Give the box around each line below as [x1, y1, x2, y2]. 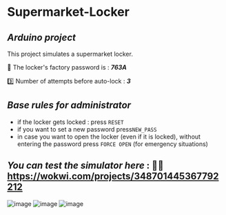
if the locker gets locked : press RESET [17, 118, 124, 126]
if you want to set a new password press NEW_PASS [17, 125, 157, 133]
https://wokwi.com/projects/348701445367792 [7, 170, 219, 183]
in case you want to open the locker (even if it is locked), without [17, 132, 201, 141]
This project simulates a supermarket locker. [7, 50, 133, 58]
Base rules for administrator [7, 99, 132, 111]
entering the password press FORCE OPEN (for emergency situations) [17, 139, 209, 148]
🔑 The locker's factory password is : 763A [7, 63, 127, 71]
